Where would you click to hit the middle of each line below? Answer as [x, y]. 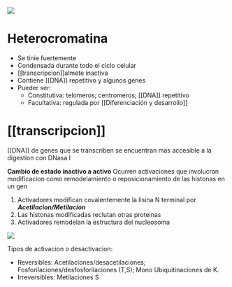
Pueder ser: [34, 87]
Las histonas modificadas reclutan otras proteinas [89, 214]
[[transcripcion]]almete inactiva [63, 73]
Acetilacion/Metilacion [51, 207]
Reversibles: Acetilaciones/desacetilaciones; [81, 262]
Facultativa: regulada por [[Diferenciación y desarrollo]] [108, 102]
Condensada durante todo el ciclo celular [77, 65]
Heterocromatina [58, 39]
